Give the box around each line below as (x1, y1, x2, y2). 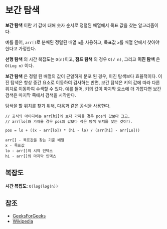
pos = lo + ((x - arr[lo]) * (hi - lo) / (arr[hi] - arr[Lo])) (5, 128, 140, 133)
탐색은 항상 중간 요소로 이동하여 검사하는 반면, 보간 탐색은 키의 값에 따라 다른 (10, 79, 160, 86)
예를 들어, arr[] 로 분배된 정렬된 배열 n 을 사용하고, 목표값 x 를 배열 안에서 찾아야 (5, 39, 159, 45)
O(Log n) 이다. (5, 62, 34, 68)
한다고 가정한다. (5, 45, 37, 51)
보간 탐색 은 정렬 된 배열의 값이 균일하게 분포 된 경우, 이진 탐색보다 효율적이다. (5, 73, 157, 79)
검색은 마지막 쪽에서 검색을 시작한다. (5, 92, 76, 98)
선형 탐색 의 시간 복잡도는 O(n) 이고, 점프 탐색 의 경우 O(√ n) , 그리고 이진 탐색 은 (5, 56, 160, 62)
